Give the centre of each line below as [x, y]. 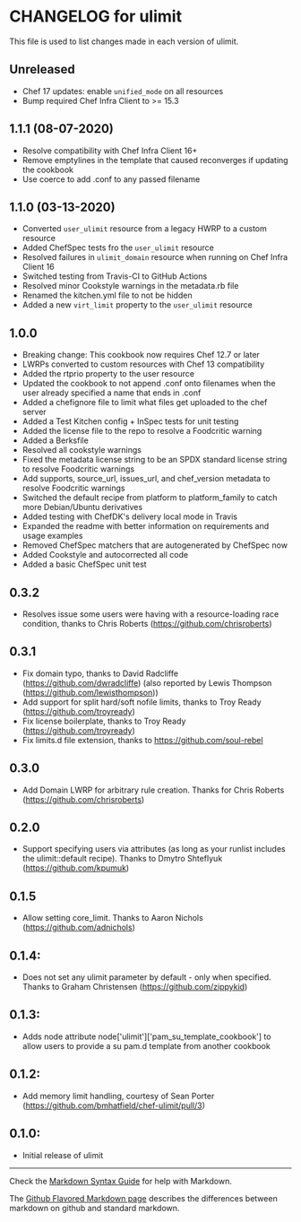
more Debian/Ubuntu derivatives [82, 507]
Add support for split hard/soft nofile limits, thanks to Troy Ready [142, 702]
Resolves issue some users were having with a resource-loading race [150, 614]
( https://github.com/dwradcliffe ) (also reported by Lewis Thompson [147, 682]
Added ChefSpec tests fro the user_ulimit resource [118, 247]
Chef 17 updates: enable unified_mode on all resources [123, 91]
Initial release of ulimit [63, 1155]
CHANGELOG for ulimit [95, 17]
